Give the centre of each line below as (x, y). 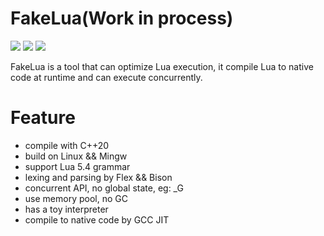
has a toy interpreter (66, 209)
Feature (43, 118)
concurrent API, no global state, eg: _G (104, 188)
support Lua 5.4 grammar (77, 166)
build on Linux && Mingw (76, 156)
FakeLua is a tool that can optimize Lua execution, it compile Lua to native (162, 66)
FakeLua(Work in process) (122, 18)
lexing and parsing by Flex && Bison (98, 177)
